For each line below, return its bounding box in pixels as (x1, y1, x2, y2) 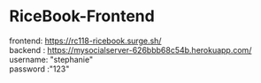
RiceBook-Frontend (9, 6, 155, 26)
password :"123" (9, 64, 70, 74)
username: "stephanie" (9, 54, 94, 64)
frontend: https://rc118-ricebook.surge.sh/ (9, 35, 162, 46)
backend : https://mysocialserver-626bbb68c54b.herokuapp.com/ (9, 44, 252, 55)
